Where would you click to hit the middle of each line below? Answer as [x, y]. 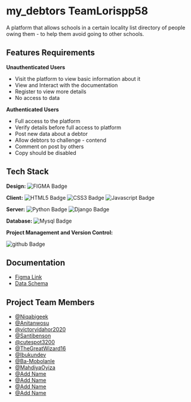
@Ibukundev [30, 355]
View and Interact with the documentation [66, 85]
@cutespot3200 [35, 342]
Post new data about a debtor [51, 133]
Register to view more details [50, 92]
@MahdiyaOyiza [35, 368]
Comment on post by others [49, 146]
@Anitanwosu [32, 323]
